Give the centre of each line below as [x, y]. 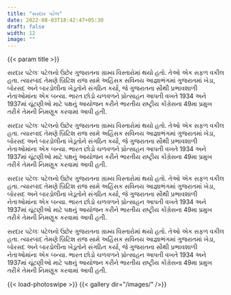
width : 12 [22, 33]
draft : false [26, 26]
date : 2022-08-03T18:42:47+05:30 [55, 20]
